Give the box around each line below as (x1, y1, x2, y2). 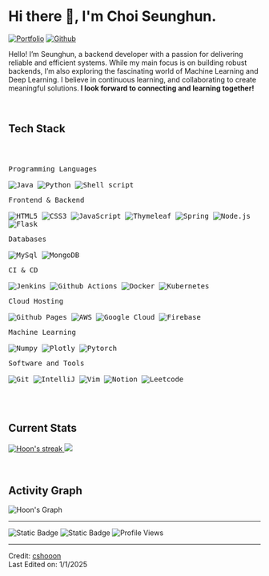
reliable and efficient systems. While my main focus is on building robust (8, 58, 247, 67)
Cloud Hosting (8, 296, 64, 305)
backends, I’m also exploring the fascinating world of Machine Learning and (8, 66, 259, 75)
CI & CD (8, 265, 38, 275)
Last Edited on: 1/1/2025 (8, 560, 88, 570)
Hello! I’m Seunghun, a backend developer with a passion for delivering (8, 49, 243, 58)
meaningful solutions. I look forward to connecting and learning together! (8, 83, 255, 93)
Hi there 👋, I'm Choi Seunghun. (8, 7, 217, 26)
